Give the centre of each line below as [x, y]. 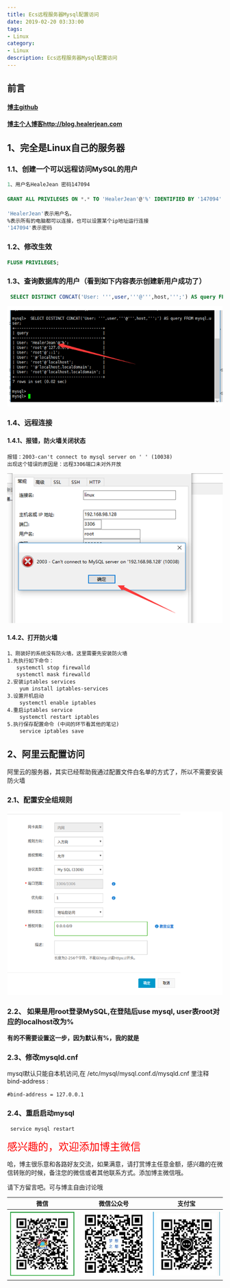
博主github [23, 107]
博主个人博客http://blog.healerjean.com [65, 124]
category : [21, 44]
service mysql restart [42, 1129]
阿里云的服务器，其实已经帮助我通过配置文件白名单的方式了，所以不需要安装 [115, 772]
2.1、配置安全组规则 [40, 800]
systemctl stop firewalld [53, 668]
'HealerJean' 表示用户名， [41, 214]
